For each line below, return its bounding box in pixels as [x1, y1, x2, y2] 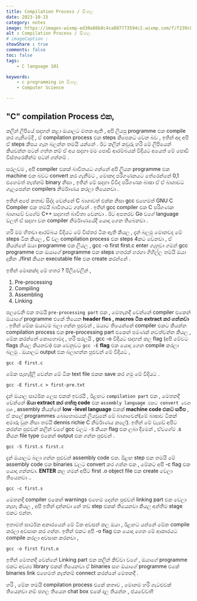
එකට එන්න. [6, 509, 33, 516]
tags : [6, 58, 19, 63]
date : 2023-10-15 [6, 14, 49, 20]
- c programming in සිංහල [16, 79, 78, 85]
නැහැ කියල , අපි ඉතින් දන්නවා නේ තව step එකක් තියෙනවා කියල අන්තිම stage [6, 502, 183, 509]
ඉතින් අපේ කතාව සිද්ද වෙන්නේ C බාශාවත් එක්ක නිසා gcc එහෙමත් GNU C [6, 197, 173, 204]
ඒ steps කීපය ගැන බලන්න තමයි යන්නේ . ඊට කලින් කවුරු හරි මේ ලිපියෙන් [6, 140, 172, 147]
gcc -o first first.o [6, 546, 59, 552]
